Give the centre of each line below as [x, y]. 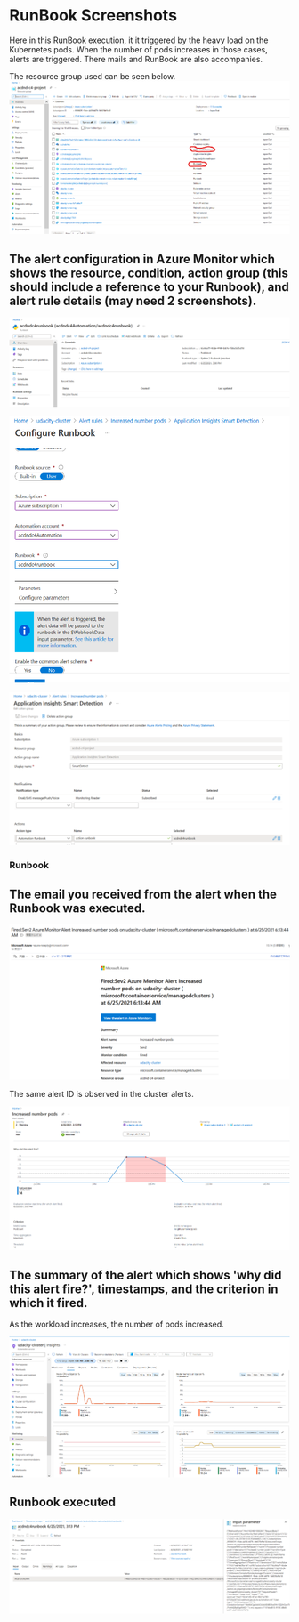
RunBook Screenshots [93, 16]
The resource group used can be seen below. [93, 76]
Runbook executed [63, 1502]
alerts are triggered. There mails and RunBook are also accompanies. [136, 59]
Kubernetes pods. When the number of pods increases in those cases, [139, 49]
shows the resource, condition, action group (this [149, 273]
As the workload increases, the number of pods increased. [117, 1324]
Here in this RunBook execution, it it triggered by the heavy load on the [139, 40]
